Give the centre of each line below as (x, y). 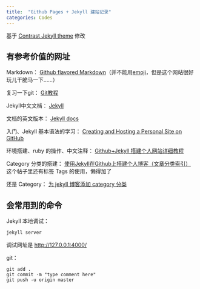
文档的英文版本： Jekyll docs (42, 118)
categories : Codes (29, 18)
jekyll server (24, 233)
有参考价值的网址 (38, 56)
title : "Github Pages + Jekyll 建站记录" (59, 12)
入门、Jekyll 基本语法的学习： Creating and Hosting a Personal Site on (94, 132)
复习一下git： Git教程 (32, 93)
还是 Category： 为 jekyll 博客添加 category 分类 (67, 184)
